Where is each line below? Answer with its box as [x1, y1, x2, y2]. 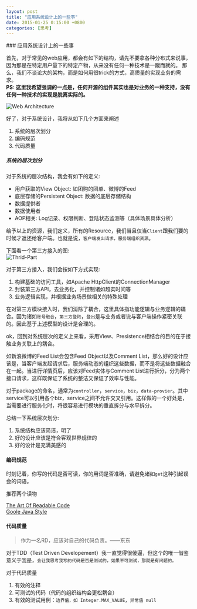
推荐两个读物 [6, 490, 37, 497]
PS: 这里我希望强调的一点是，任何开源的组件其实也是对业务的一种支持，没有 [6, 84, 191, 91]
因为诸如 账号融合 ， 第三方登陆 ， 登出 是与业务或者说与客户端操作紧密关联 [16, 313, 183, 320]
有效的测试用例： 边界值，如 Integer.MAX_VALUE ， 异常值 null [14, 596, 157, 603]
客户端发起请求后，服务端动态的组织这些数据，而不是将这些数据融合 [26, 360, 191, 367]
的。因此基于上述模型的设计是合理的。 [6, 320, 98, 327]
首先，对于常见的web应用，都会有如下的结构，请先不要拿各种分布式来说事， [6, 54, 191, 62]
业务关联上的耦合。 [11, 340, 57, 347]
